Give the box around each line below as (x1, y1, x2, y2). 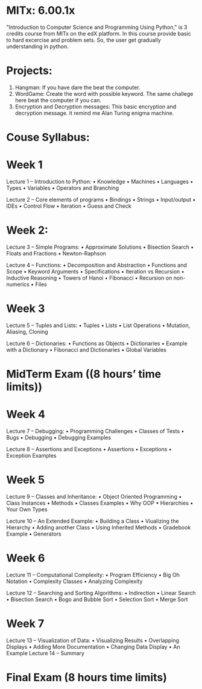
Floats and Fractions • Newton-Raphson (6, 249, 107, 257)
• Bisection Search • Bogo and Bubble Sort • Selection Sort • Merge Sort (6, 596, 188, 603)
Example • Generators (6, 530, 62, 537)
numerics (6, 281, 30, 288)
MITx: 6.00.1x (6, 4, 75, 17)
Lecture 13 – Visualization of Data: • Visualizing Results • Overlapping (6, 637, 180, 644)
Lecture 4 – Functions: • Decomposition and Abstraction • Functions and (6, 261, 187, 269)
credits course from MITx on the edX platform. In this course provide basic (6, 30, 192, 37)
